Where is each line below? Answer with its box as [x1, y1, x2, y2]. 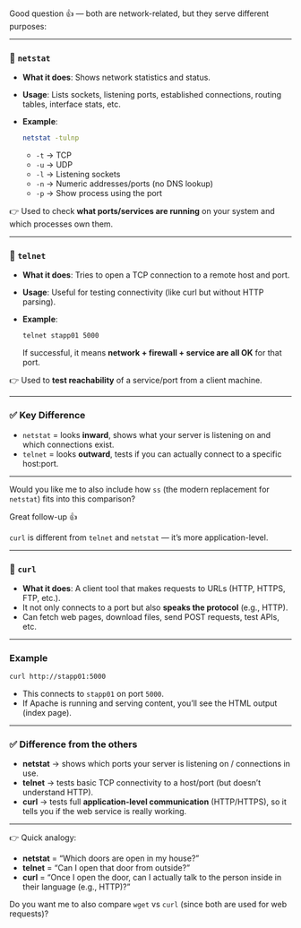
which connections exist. [21, 439, 115, 450]
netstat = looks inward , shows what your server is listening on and [21, 429, 271, 440]
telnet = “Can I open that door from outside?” [21, 863, 191, 873]
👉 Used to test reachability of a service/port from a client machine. [9, 375, 262, 386]
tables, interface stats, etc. [21, 99, 121, 110]
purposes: [9, 21, 47, 31]
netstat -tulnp [21, 133, 80, 142]
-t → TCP [35, 150, 72, 160]
